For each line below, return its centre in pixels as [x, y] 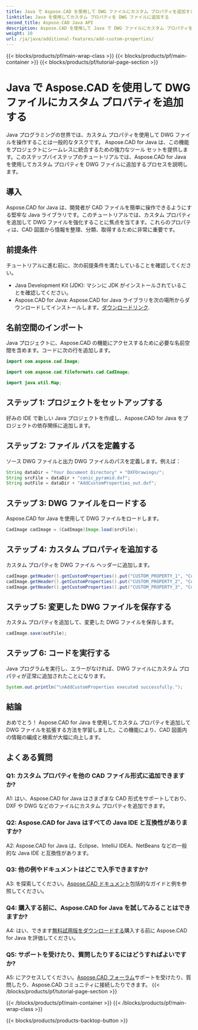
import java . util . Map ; [34, 383]
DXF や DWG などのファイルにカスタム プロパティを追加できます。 [87, 806]
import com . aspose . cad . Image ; [43, 362]
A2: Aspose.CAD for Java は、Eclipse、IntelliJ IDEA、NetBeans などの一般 [97, 845]
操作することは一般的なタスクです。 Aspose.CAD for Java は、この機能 [103, 142]
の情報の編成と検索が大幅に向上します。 [55, 737]
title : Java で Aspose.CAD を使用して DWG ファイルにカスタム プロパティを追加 [96, 12]
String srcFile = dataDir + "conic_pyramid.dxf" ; [68, 478]
